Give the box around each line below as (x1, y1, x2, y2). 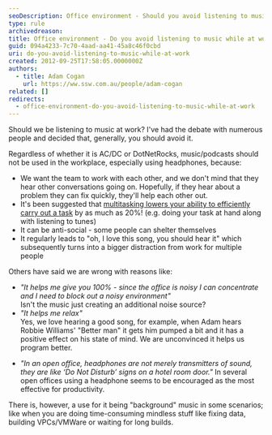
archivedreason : (8, 27, 63, 35)
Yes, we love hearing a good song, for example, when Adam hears (19, 317, 242, 327)
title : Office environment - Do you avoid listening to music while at (8, 34, 255, 43)
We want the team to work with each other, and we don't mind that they (19, 174, 259, 183)
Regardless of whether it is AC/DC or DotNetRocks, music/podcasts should (8, 149, 259, 159)
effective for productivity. (19, 385, 105, 394)
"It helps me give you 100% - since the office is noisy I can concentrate (19, 282, 259, 292)
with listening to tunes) (19, 217, 97, 226)
